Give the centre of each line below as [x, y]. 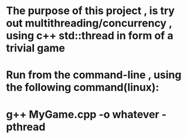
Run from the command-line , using [94, 75]
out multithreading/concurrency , [89, 23]
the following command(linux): [83, 88]
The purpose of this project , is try [90, 11]
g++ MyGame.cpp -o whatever [83, 114]
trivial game [36, 48]
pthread [26, 127]
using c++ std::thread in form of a [90, 36]
